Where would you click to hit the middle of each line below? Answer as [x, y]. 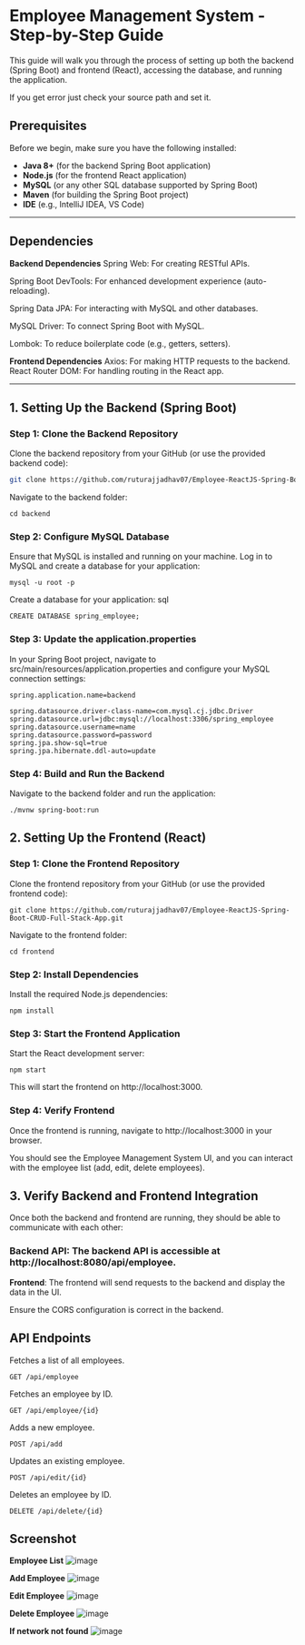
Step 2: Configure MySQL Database [89, 537]
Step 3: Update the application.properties [103, 640]
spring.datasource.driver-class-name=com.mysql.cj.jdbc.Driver [132, 711]
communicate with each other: [67, 1227]
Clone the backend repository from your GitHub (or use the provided [138, 454]
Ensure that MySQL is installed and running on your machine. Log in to [141, 557]
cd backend [30, 514]
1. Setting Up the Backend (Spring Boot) [123, 407]
